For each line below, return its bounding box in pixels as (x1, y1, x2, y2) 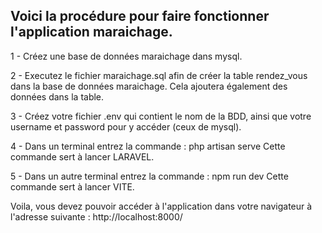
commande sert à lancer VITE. (10, 180, 135, 193)
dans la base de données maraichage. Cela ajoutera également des (10, 80, 288, 92)
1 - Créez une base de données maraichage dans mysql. (10, 50, 243, 62)
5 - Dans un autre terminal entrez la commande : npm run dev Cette (10, 170, 289, 182)
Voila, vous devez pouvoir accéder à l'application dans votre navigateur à (10, 200, 313, 212)
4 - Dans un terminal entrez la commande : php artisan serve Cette (10, 140, 286, 152)
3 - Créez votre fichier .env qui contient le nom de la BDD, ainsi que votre (10, 110, 312, 122)
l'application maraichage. (10, 24, 173, 41)
